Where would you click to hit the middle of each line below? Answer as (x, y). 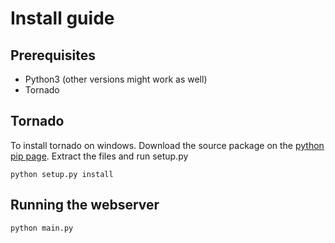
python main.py (42, 228)
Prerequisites (53, 55)
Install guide (62, 18)
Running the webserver (85, 205)
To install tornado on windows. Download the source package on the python (167, 145)
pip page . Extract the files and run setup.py (99, 156)
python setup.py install (62, 174)
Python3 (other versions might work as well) (116, 79)
